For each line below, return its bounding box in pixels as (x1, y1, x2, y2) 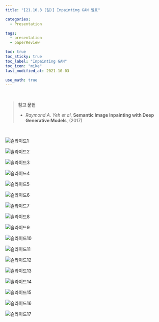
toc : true (5, 49, 26, 55)
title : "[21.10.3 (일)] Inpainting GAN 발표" (5, 7, 100, 13)
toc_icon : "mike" (5, 63, 42, 69)
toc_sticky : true (5, 54, 42, 59)
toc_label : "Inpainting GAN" (5, 59, 67, 64)
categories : (5, 16, 31, 22)
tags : (5, 31, 17, 36)
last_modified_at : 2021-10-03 (5, 68, 70, 73)
